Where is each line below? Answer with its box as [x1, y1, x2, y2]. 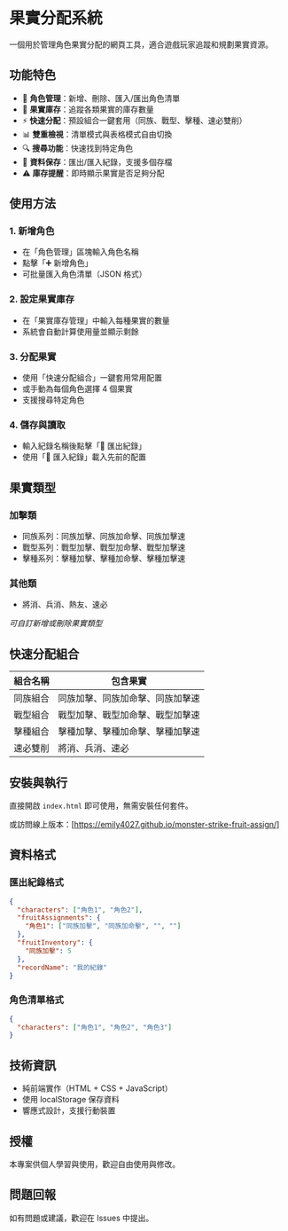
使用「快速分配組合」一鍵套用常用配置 [21, 372, 162, 383]
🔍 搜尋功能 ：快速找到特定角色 [21, 143, 134, 153]
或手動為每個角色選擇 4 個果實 [21, 383, 133, 395]
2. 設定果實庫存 [9, 294, 75, 306]
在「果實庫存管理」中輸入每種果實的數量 [21, 315, 170, 325]
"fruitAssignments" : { [17, 913, 101, 922]
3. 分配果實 [9, 350, 57, 363]
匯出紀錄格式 [9, 876, 65, 889]
